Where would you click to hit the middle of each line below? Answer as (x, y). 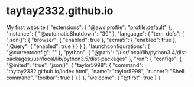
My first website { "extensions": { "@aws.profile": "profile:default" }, (89, 27)
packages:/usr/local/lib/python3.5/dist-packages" (67, 59)
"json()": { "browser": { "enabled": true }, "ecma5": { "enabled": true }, (91, 40)
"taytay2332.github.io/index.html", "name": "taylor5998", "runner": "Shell (95, 71)
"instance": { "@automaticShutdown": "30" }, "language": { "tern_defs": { (95, 33)
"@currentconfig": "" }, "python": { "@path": (60, 52)
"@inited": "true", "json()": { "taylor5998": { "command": (75, 65)
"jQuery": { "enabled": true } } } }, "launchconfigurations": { (78, 46)
